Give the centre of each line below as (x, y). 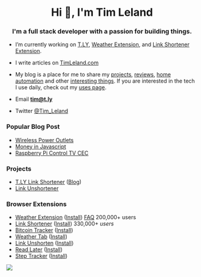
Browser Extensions (36, 204)
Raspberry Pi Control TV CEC (52, 153)
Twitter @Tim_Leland (42, 111)
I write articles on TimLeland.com (57, 63)
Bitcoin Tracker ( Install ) (44, 230)
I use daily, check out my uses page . (61, 87)
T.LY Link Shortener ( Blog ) (48, 182)
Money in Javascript (41, 146)
